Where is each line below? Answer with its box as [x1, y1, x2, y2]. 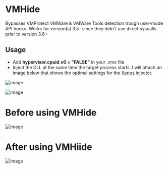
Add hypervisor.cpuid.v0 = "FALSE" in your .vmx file [12, 59, 125, 65]
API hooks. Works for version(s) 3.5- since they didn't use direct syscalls [5, 25, 157, 31]
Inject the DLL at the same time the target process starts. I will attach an [12, 64, 162, 70]
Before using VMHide [5, 107, 97, 118]
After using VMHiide [5, 141, 92, 152]
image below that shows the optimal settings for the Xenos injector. [12, 70, 153, 76]
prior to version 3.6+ [5, 31, 48, 37]
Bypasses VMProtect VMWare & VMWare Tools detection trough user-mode [5, 20, 163, 26]
